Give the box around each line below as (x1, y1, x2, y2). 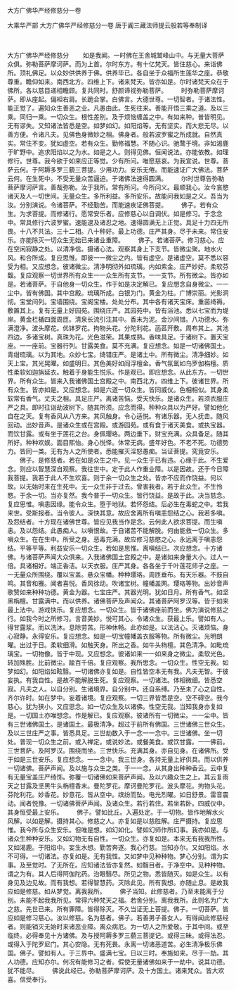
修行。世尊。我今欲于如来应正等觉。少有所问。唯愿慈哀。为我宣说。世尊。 (7, 157, 223, 165)
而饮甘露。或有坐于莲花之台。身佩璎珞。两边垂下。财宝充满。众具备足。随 (7, 430, 223, 438)
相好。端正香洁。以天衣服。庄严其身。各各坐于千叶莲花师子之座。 (31, 562, 223, 570)
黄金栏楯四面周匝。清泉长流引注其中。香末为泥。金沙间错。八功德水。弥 (19, 315, 229, 323)
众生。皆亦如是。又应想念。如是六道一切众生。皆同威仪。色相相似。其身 (13, 386, 223, 394)
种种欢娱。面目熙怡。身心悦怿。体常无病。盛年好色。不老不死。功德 (25, 439, 223, 446)
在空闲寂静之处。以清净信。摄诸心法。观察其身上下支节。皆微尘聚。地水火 (7, 245, 223, 253)
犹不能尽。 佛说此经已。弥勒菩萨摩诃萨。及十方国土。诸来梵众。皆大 (7, 967, 218, 975)
